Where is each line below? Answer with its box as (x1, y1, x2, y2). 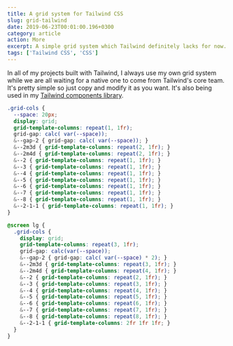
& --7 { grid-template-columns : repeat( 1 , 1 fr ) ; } (13, 189, 161, 197)
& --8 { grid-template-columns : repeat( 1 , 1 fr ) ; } (13, 196, 161, 204)
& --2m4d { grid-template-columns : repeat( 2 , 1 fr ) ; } (13, 150, 171, 157)
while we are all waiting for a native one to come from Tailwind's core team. (7, 76, 225, 84)
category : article (7, 29, 61, 37)
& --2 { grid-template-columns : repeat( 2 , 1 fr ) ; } (20, 274, 168, 281)
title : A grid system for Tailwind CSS (7, 10, 124, 18)
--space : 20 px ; (13, 111, 58, 118)
